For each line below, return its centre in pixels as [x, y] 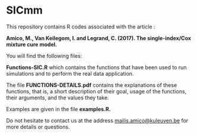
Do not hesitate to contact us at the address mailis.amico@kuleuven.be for [97, 120]
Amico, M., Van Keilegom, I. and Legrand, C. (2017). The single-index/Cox [99, 38]
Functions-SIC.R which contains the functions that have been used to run [96, 67]
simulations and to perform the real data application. [70, 73]
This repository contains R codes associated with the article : [81, 27]
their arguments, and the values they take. [58, 98]
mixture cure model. [32, 44]
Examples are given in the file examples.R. [58, 109]
